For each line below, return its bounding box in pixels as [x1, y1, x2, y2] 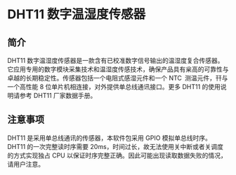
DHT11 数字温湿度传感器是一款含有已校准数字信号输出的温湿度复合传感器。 [7, 57, 224, 64]
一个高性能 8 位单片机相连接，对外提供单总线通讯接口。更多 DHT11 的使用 [7, 83, 221, 91]
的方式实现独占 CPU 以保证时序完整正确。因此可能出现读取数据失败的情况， [7, 151, 227, 160]
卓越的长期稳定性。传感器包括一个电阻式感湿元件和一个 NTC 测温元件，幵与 [7, 74, 228, 82]
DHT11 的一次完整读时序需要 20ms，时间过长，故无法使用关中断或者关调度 [7, 142, 223, 150]
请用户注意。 [7, 160, 44, 168]
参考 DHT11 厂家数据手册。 [19, 92, 97, 99]
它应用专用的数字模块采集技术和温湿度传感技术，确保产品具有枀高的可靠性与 [7, 65, 229, 73]
